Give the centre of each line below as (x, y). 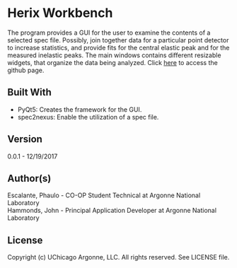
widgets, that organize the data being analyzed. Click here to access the (112, 62)
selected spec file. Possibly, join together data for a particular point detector (118, 40)
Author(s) (29, 178)
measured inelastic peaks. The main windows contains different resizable (114, 55)
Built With (29, 92)
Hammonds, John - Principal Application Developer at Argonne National (112, 211)
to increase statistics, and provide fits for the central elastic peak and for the (118, 47)
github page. (26, 70)
